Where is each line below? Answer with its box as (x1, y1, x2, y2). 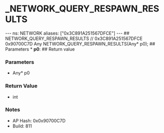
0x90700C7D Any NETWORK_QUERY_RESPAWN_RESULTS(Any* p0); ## (5, 40, 155, 46)
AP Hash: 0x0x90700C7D (12, 117, 66, 123)
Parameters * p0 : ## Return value (5, 46, 75, 52)
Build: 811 (12, 123, 32, 129)
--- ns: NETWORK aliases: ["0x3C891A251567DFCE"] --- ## (5, 30, 129, 36)
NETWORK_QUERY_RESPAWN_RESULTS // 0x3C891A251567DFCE (5, 35, 143, 41)
